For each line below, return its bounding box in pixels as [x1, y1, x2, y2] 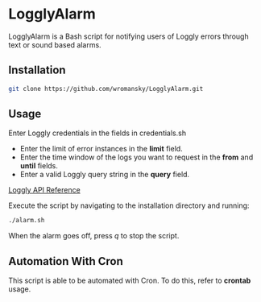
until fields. [19, 161, 59, 171]
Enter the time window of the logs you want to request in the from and [19, 152, 254, 162]
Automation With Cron [8, 254, 123, 268]
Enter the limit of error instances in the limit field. [19, 144, 183, 154]
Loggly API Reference [8, 185, 81, 195]
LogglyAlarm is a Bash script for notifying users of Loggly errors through [8, 31, 249, 41]
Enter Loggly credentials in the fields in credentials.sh [8, 128, 187, 138]
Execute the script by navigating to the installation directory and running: [8, 201, 250, 210]
